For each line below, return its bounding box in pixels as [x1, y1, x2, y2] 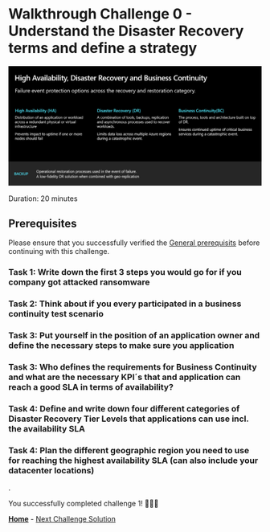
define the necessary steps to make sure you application [8, 340, 235, 351]
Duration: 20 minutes [8, 194, 78, 203]
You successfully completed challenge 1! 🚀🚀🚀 [8, 499, 159, 509]
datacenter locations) [8, 465, 95, 476]
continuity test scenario [8, 309, 104, 320]
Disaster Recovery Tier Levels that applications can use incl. [8, 413, 249, 424]
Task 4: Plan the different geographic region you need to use [8, 445, 250, 456]
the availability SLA [8, 424, 86, 435]
